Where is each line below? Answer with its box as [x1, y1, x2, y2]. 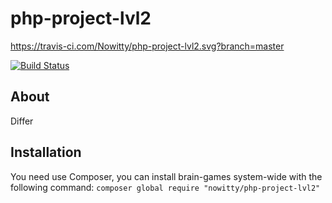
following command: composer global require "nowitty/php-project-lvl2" [10, 181, 321, 193]
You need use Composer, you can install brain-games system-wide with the [10, 170, 323, 182]
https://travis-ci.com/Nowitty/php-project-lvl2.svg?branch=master [10, 40, 285, 52]
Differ [10, 115, 34, 127]
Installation [10, 144, 82, 161]
